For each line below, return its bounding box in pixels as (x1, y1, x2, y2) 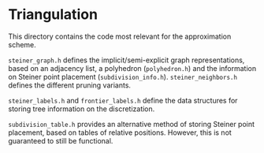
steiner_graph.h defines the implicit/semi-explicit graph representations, (8, 55, 245, 65)
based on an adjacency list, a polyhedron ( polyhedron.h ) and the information (8, 63, 257, 73)
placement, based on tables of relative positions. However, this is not (8, 128, 232, 137)
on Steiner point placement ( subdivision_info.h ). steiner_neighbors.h (8, 72, 238, 81)
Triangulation (8, 6, 99, 24)
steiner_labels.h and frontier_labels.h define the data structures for (8, 95, 238, 105)
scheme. (8, 39, 37, 49)
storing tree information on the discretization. (8, 104, 155, 114)
